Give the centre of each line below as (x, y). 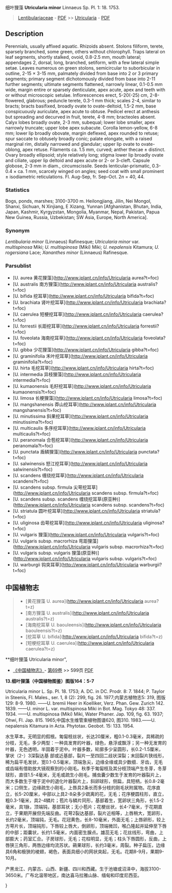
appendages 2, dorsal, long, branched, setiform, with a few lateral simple (82, 62)
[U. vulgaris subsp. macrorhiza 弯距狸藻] (56, 541)
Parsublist (18, 266)
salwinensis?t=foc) (33, 469)
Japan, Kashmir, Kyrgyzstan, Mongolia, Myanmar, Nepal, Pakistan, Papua (82, 212)
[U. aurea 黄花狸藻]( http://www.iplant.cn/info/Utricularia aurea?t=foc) (86, 277)
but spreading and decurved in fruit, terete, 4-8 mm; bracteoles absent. (81, 117)
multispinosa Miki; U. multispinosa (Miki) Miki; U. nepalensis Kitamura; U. (82, 247)
